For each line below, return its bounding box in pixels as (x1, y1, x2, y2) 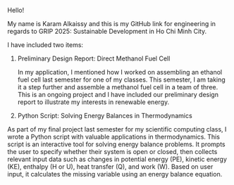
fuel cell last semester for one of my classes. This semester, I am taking (17, 75, 226, 84)
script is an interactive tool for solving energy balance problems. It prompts (7, 140, 226, 148)
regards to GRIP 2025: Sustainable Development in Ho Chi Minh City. (7, 27, 207, 35)
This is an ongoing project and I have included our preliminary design (17, 91, 218, 98)
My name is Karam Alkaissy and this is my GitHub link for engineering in (7, 20, 216, 27)
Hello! (7, 6, 25, 14)
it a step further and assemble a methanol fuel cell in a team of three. (17, 83, 218, 91)
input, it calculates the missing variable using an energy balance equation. (7, 170, 223, 178)
